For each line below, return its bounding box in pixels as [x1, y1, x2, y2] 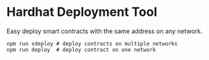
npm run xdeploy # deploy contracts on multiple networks [6, 40, 178, 47]
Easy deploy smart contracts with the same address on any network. [6, 27, 203, 35]
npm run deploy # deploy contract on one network [6, 46, 156, 53]
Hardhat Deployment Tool [6, 4, 158, 20]
